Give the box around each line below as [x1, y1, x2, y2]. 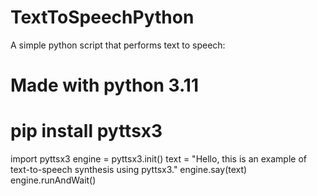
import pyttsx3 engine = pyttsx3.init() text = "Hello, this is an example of [10, 153, 307, 165]
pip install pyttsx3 [10, 120, 163, 143]
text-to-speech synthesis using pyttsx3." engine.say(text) [10, 164, 248, 176]
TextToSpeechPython [10, 6, 195, 29]
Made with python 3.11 [10, 74, 199, 97]
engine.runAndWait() [10, 174, 97, 186]
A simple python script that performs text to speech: [10, 39, 226, 51]
